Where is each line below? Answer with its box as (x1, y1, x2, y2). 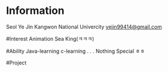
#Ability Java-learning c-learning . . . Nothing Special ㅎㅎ (6, 48, 145, 55)
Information (6, 4, 64, 17)
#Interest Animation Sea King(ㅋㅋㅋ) (6, 35, 95, 42)
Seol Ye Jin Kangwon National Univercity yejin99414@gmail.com (6, 23, 162, 30)
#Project (6, 59, 27, 66)
